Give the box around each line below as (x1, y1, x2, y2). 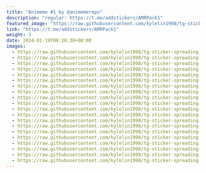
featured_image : (6, 20, 48, 26)
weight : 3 (6, 32, 32, 38)
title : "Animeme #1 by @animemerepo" (6, 9, 103, 15)
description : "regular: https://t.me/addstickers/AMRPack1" (6, 15, 164, 21)
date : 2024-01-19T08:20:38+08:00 (6, 37, 92, 44)
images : (6, 44, 26, 50)
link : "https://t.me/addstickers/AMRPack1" (6, 26, 120, 33)
